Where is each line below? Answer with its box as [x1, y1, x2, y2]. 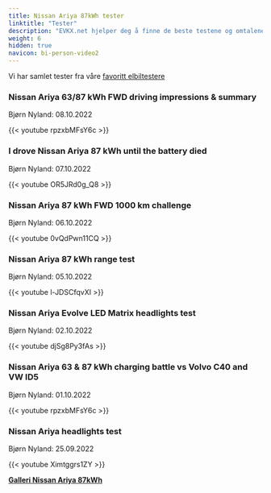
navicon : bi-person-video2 [8, 49, 99, 57]
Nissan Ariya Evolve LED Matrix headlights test [8, 308, 196, 319]
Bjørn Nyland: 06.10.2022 [8, 217, 93, 227]
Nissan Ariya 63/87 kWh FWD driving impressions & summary [8, 91, 256, 102]
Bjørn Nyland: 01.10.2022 [8, 390, 91, 400]
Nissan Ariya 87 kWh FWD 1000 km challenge [8, 199, 192, 210]
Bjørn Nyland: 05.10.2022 [8, 271, 93, 282]
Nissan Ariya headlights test [8, 425, 123, 437]
